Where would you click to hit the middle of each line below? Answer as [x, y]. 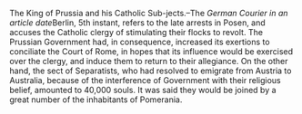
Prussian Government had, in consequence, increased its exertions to [140, 42]
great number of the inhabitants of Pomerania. [96, 100]
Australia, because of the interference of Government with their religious [145, 80]
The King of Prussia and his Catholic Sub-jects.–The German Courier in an [149, 13]
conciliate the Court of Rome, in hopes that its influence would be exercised [151, 52]
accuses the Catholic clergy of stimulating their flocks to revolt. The [136, 32]
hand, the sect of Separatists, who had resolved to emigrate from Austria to [151, 71]
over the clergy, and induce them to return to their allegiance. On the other [149, 61]
